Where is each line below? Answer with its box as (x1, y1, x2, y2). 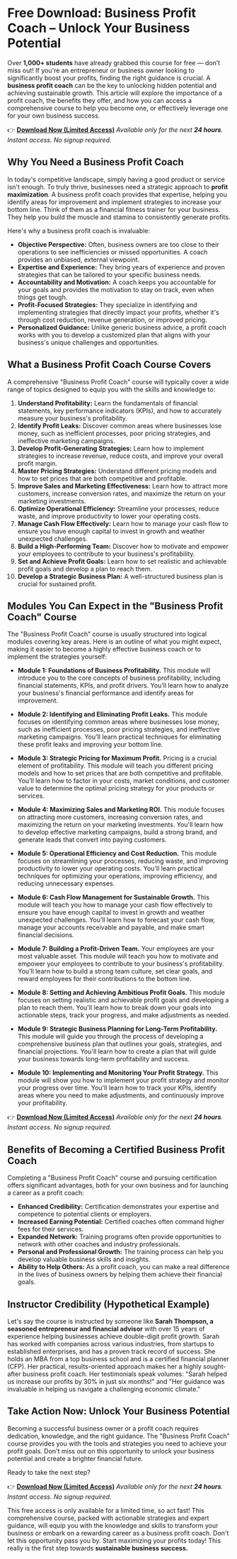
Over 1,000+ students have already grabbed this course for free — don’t (7, 58, 221, 67)
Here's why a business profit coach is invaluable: (7, 226, 151, 235)
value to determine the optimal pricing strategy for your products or (17, 784, 214, 793)
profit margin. (17, 459, 58, 467)
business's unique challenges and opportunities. (17, 338, 159, 347)
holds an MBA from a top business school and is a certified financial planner (7, 1355, 230, 1363)
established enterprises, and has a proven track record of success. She (7, 1347, 216, 1356)
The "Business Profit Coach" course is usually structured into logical (7, 630, 207, 639)
